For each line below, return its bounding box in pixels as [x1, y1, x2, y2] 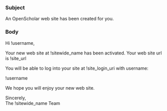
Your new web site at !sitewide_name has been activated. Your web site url [5, 50, 162, 56]
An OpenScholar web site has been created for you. [5, 16, 114, 22]
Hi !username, [5, 40, 35, 46]
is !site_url [5, 55, 26, 61]
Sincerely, [5, 95, 26, 101]
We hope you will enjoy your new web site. [5, 85, 95, 91]
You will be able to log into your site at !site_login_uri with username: [5, 65, 149, 71]
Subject [5, 4, 25, 11]
